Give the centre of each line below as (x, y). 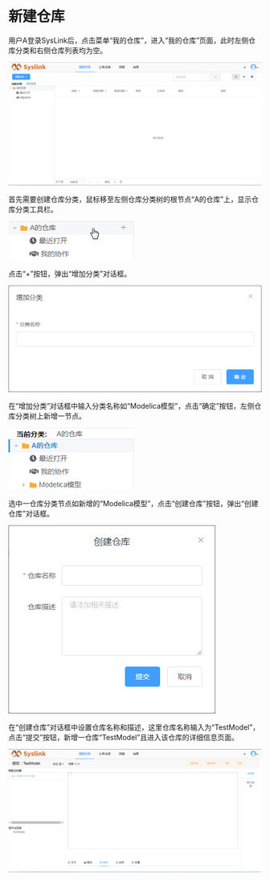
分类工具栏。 (36, 209)
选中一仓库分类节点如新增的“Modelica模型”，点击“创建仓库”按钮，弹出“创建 (133, 503)
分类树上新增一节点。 (50, 416)
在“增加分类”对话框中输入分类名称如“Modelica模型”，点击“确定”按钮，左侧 (131, 406)
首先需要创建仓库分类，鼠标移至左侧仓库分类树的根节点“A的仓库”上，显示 (130, 200)
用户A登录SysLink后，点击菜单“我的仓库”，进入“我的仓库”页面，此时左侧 (129, 40)
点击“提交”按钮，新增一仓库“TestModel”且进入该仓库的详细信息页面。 (123, 737)
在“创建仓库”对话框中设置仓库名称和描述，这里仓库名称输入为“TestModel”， (134, 727)
